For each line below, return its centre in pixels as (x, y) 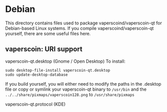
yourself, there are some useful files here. (48, 33)
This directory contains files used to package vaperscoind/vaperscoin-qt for (83, 23)
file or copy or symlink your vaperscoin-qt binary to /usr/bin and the (76, 89)
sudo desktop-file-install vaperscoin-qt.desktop (58, 70)
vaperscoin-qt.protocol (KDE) (35, 104)
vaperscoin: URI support (44, 49)
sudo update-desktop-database (37, 75)
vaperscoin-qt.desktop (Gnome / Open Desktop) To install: (65, 61)
